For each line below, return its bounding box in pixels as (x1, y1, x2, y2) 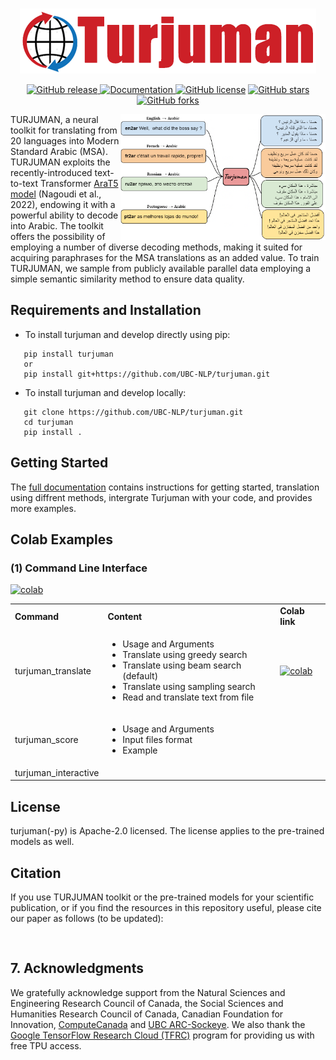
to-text (10, 178, 39, 189)
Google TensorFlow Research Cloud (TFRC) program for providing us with (10, 1029, 315, 1041)
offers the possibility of (10, 231, 106, 242)
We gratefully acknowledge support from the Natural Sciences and (10, 986, 286, 998)
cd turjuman (23, 417, 74, 427)
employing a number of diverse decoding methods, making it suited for (10, 241, 303, 253)
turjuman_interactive (14, 766, 100, 778)
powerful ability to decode (10, 209, 119, 221)
